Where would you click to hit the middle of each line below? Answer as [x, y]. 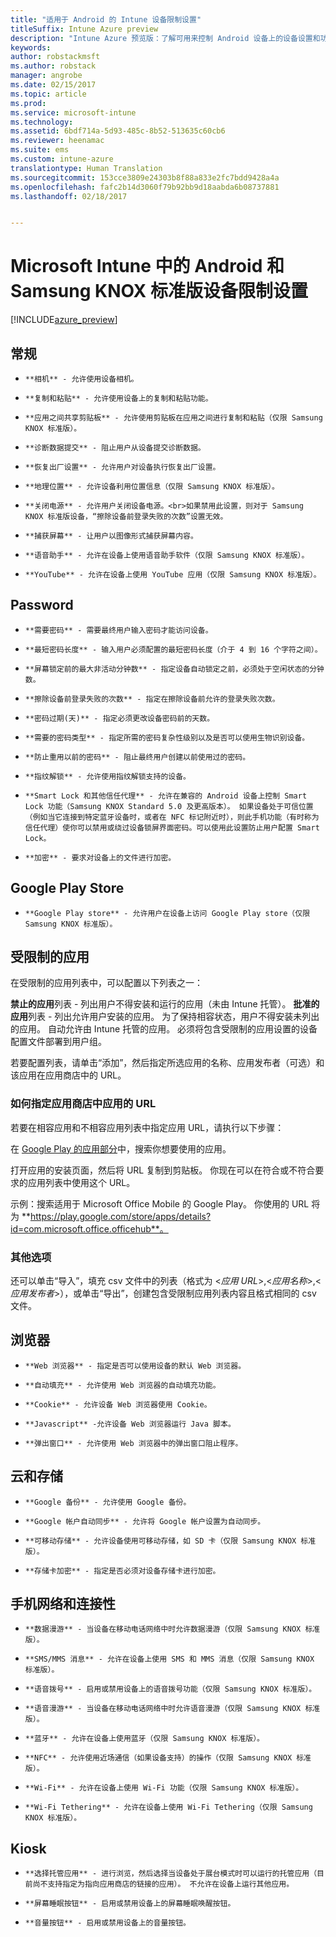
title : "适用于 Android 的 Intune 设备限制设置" [106, 19]
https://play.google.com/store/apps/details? [120, 1216]
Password [42, 605]
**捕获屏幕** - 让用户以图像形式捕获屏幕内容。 [111, 536]
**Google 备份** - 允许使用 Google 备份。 [108, 1502]
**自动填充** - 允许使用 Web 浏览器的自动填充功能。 [122, 1385]
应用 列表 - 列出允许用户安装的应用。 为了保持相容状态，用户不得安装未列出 [165, 1017]
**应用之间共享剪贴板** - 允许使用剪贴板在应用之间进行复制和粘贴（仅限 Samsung [173, 418]
